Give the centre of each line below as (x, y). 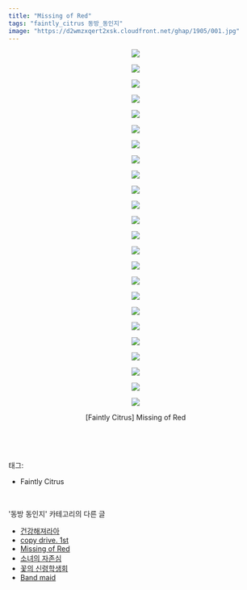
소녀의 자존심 (41, 558)
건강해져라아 (40, 531)
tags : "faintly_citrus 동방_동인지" (66, 23)
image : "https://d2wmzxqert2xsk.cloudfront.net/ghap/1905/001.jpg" (124, 31)
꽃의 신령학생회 (44, 569)
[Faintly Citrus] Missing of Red (136, 418)
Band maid (38, 578)
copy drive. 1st (44, 540)
